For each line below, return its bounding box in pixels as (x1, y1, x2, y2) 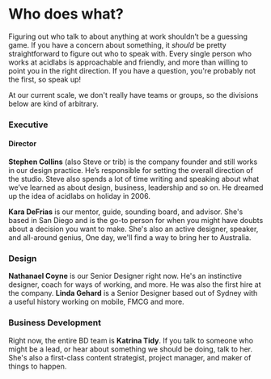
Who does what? (8, 5, 124, 23)
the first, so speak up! (8, 74, 82, 84)
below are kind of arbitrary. (8, 99, 99, 108)
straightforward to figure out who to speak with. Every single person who (8, 48, 252, 58)
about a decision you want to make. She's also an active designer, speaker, (8, 224, 259, 234)
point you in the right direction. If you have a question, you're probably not (8, 65, 256, 75)
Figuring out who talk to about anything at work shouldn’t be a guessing (8, 32, 248, 41)
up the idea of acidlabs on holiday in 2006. (8, 192, 151, 201)
